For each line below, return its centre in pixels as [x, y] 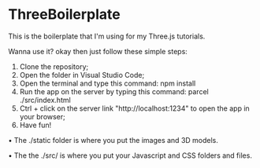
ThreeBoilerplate [64, 15]
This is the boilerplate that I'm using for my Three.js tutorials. [107, 36]
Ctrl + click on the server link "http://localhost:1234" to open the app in [134, 108]
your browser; [42, 116]
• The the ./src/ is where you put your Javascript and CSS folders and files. [130, 155]
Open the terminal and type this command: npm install [108, 83]
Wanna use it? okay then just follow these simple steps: [98, 51]
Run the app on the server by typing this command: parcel [114, 91]
